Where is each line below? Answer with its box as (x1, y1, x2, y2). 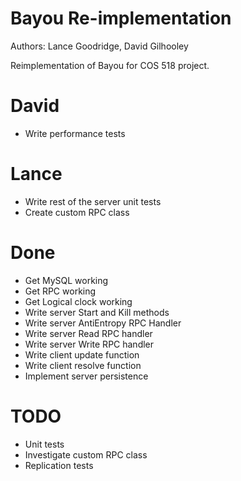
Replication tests (24, 459, 94, 471)
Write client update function (24, 348, 140, 361)
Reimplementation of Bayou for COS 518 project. (10, 59, 210, 71)
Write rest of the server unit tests (24, 195, 162, 207)
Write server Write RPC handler (24, 338, 155, 350)
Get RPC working (24, 285, 97, 297)
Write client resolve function (24, 359, 142, 371)
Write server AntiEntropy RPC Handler (24, 317, 182, 329)
